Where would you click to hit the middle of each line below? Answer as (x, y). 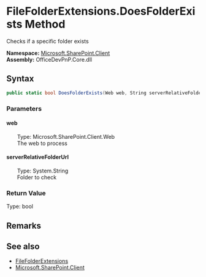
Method (45, 24)
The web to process (43, 143)
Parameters (24, 108)
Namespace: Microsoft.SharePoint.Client (58, 53)
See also (23, 247)
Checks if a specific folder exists (48, 41)
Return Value (26, 193)
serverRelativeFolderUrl (38, 157)
